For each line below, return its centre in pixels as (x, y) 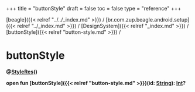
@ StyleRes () (22, 72)
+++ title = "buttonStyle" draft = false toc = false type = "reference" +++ (94, 8)
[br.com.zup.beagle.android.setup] (148, 20)
